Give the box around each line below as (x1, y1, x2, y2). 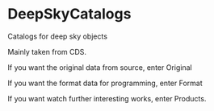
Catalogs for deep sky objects (7, 31, 108, 41)
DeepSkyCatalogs (7, 5, 132, 23)
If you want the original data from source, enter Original (7, 62, 192, 72)
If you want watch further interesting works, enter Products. (7, 93, 207, 103)
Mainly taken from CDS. (7, 47, 86, 56)
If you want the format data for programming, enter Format (7, 78, 203, 88)
